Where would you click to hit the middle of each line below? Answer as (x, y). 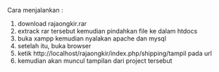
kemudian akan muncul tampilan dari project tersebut (95, 61)
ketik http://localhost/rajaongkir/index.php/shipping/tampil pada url (115, 53)
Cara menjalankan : (35, 10)
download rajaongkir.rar (52, 23)
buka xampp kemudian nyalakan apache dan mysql (92, 38)
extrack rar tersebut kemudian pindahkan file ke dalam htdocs (107, 31)
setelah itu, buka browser (54, 46)
